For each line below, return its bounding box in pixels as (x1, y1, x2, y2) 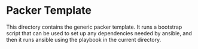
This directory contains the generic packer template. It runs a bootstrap (6, 23, 182, 30)
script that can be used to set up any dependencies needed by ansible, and (6, 29, 193, 36)
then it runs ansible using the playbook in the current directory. (6, 36, 162, 43)
